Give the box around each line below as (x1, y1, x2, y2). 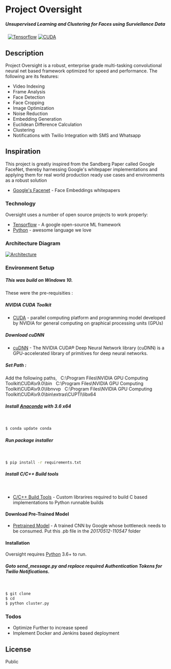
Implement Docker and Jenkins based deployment (12, 630, 120, 636)
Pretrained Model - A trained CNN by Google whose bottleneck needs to (12, 523, 166, 529)
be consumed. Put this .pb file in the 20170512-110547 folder (12, 528, 141, 534)
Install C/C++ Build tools (5, 471, 59, 477)
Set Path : (5, 362, 27, 368)
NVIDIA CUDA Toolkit (5, 301, 52, 308)
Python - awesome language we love (12, 227, 91, 233)
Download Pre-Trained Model (5, 511, 69, 517)
